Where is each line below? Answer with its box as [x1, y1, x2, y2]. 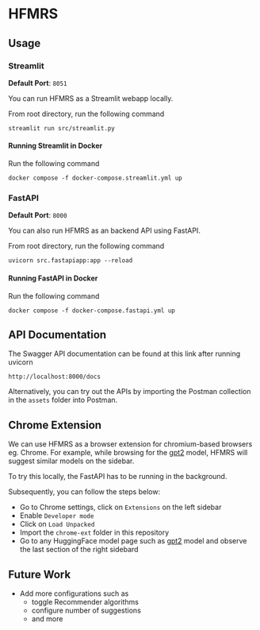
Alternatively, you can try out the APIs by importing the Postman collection [8, 387, 251, 396]
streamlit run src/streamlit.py [8, 124, 115, 132]
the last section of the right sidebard [19, 545, 139, 555]
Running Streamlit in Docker [8, 141, 103, 151]
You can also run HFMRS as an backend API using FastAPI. [8, 226, 201, 235]
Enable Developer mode [19, 511, 94, 520]
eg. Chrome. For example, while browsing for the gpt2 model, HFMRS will [8, 448, 248, 458]
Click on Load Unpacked [19, 520, 95, 529]
